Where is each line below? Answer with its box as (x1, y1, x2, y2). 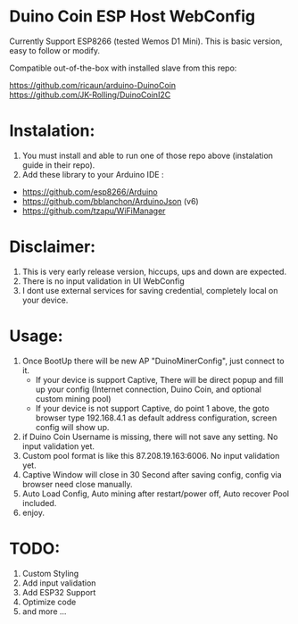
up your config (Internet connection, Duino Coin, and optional (35, 384, 261, 395)
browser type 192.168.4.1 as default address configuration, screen (35, 412, 277, 423)
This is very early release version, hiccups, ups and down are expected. (21, 266, 287, 277)
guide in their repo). (21, 159, 95, 171)
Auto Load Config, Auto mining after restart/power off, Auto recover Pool (21, 488, 290, 499)
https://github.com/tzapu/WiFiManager (21, 205, 166, 216)
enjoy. (21, 507, 46, 518)
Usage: (9, 326, 64, 345)
